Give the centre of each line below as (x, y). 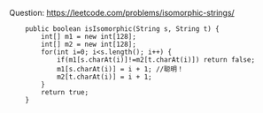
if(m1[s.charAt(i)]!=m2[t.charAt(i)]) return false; (155, 60)
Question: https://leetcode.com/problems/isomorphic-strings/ (122, 13)
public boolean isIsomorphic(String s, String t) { (122, 29)
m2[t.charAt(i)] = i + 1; (104, 77)
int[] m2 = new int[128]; (89, 44)
